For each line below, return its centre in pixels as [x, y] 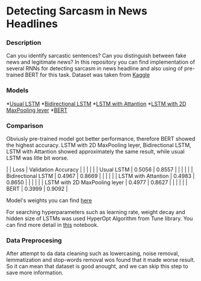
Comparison [25, 126]
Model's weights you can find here [49, 200]
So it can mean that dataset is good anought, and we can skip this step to [97, 267]
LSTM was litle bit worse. [37, 158]
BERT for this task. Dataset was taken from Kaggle [88, 75]
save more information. [35, 273]
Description [24, 43]
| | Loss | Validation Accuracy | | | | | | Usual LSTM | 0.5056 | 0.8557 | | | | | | [100, 170]
